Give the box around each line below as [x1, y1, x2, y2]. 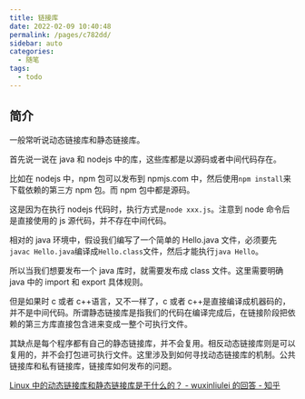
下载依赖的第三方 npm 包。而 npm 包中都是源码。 [9, 184, 195, 195]
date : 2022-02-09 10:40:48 [9, 22, 112, 31]
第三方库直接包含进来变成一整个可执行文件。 [25, 318, 192, 329]
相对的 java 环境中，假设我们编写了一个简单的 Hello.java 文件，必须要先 [9, 234, 277, 245]
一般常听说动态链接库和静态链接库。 [9, 134, 145, 145]
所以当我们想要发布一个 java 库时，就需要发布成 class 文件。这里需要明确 [9, 264, 284, 275]
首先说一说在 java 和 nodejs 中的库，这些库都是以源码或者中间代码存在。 [9, 154, 281, 165]
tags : [9, 65, 30, 74]
